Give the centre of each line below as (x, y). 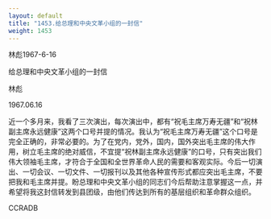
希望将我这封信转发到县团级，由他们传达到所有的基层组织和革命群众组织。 (132, 192)
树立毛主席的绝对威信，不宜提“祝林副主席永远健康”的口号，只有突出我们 (142, 152)
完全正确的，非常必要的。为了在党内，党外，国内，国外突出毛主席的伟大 (128, 142)
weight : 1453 (30, 31)
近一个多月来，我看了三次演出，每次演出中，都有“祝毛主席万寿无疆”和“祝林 (133, 122)
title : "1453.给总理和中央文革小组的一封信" (76, 23)
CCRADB (23, 208)
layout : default (35, 16)
